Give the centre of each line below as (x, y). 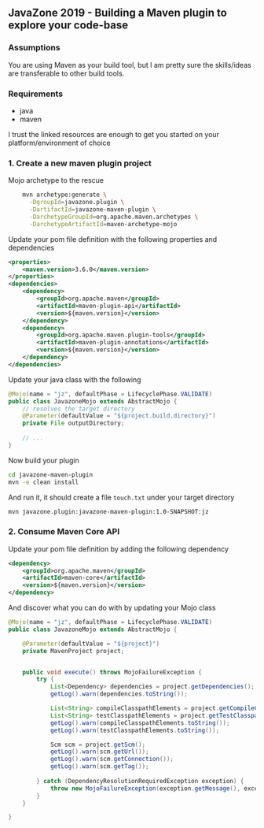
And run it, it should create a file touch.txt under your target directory (121, 497)
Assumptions (34, 48)
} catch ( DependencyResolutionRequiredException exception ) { (140, 781)
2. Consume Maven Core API (64, 532)
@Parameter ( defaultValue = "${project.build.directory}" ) (119, 416)
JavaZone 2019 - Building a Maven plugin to (118, 13)
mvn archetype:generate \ (65, 195)
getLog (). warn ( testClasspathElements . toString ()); (135, 730)
